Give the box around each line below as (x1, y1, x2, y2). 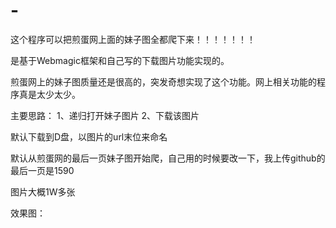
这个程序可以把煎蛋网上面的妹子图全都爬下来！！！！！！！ (10, 33, 256, 45)
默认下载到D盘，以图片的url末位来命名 (10, 130, 168, 143)
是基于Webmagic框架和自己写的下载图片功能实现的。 (10, 54, 230, 66)
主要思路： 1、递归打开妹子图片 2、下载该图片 (10, 109, 200, 121)
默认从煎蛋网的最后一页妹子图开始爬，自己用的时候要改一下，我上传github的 (10, 152, 326, 164)
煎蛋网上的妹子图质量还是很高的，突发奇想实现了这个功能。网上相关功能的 (10, 75, 317, 88)
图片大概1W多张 (10, 185, 76, 198)
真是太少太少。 (18, 88, 81, 100)
